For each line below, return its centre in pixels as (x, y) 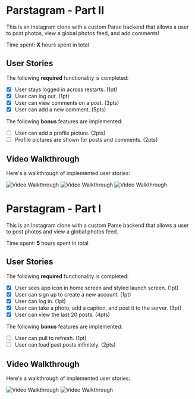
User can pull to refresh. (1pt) (51, 338)
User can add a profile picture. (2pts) (60, 133)
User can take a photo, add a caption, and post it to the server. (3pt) (98, 308)
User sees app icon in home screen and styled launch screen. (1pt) (97, 288)
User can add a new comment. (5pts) (60, 109)
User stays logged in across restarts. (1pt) (66, 89)
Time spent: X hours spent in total (48, 45)
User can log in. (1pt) (40, 301)
